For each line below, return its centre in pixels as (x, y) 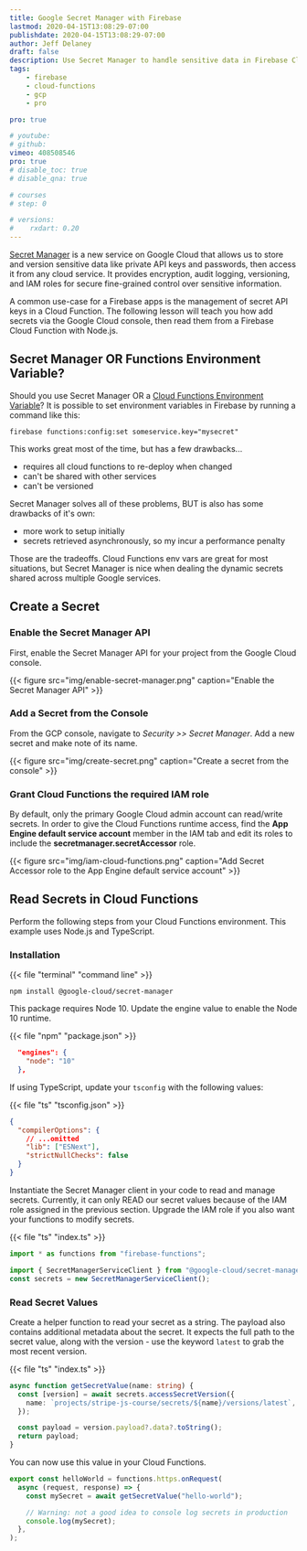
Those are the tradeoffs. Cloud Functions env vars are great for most (139, 558)
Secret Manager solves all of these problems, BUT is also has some (137, 503)
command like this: (45, 415)
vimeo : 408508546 (42, 153)
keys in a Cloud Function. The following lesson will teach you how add (142, 311)
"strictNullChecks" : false (77, 1156)
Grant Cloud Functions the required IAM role (110, 794)
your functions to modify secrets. (72, 1219)
